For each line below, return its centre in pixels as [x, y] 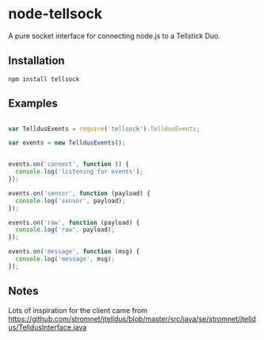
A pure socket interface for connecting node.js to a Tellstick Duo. [114, 36]
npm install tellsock [44, 79]
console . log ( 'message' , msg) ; [65, 259]
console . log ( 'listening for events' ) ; [80, 172]
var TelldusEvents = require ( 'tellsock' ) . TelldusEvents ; [104, 129]
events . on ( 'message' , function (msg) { [74, 252]
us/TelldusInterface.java [48, 327]
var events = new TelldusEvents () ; [67, 143]
